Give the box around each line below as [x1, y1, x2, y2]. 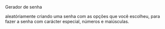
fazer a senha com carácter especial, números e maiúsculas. [5, 19, 129, 24]
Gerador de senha [5, 4, 42, 10]
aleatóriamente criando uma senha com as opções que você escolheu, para [5, 14, 160, 19]
